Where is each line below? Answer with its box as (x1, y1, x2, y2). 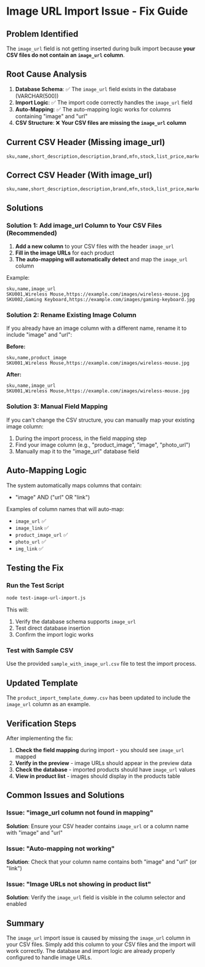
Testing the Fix (6, 562, 64, 573)
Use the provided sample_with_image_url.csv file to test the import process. (6, 660, 196, 668)
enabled (6, 900, 27, 908)
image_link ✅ (15, 524, 49, 531)
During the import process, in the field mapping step (15, 435, 147, 442)
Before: (6, 343, 26, 350)
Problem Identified (6, 29, 79, 39)
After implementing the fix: (6, 734, 73, 742)
